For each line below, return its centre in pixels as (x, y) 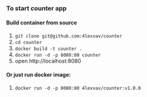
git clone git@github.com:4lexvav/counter (68, 36)
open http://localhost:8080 (48, 61)
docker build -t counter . (48, 49)
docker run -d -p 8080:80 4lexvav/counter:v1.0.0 (78, 88)
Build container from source (42, 23)
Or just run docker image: (39, 74)
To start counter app (36, 8)
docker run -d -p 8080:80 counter (58, 55)
